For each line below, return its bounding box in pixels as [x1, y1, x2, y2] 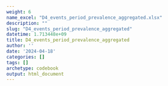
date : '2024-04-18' [6, 48, 56, 55]
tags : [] [6, 59, 29, 65]
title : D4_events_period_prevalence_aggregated [6, 37, 130, 43]
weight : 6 [6, 8, 32, 15]
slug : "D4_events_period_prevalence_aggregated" [6, 25, 133, 32]
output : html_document [6, 71, 64, 77]
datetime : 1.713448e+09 [6, 31, 67, 38]
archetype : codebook [6, 65, 59, 71]
